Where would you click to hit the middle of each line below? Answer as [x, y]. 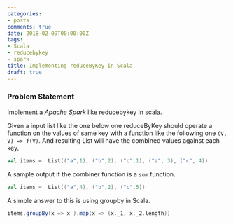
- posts [19, 20]
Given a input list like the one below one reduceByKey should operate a [110, 125]
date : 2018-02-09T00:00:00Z [48, 33]
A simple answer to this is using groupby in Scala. [79, 200]
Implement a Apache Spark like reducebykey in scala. [85, 112]
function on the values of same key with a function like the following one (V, [117, 133]
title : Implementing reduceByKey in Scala [70, 66]
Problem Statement [41, 97]
